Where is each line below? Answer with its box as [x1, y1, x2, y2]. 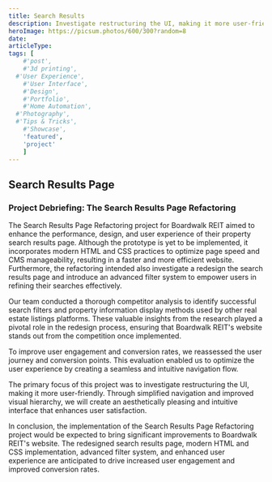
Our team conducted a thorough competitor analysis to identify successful [8, 297, 257, 307]
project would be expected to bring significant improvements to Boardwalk [8, 430, 257, 440]
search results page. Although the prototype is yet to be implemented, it [8, 238, 249, 247]
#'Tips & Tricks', [15, 118, 79, 126]
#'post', [23, 58, 53, 66]
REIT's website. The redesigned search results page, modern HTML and [8, 439, 249, 449]
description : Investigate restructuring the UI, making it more [8, 19, 230, 28]
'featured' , [23, 132, 63, 140]
